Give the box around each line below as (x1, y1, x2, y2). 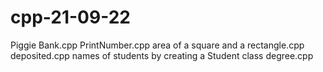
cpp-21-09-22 (10, 6, 131, 29)
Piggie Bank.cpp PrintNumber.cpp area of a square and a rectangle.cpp (10, 39, 305, 51)
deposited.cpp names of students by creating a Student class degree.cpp (10, 49, 314, 61)
